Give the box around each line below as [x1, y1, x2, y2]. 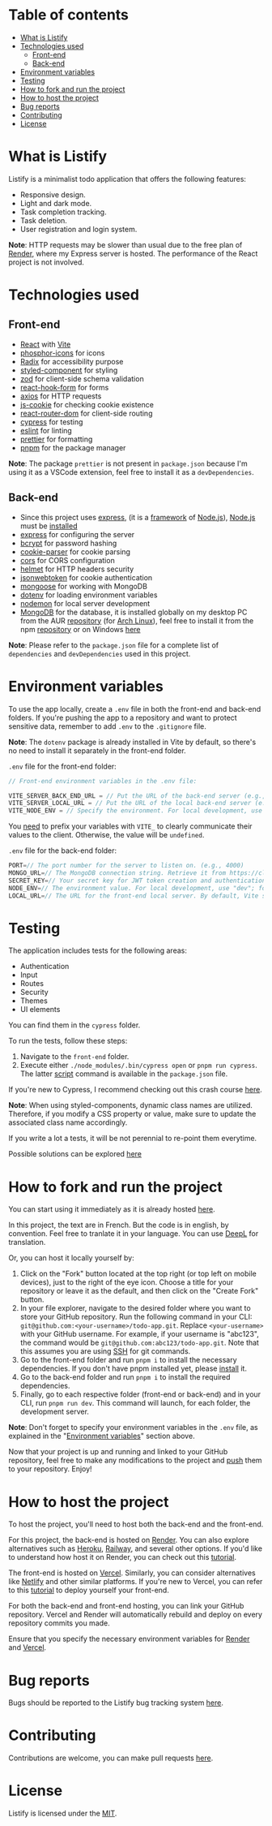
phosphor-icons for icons [19, 347, 105, 358]
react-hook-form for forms [19, 382, 109, 392]
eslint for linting [19, 425, 73, 435]
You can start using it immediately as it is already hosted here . [8, 1204, 216, 1214]
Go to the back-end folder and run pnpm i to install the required [19, 1372, 231, 1382]
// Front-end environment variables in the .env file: [8, 777, 198, 785]
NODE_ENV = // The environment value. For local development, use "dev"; [8, 884, 255, 892]
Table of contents [8, 6, 130, 24]
